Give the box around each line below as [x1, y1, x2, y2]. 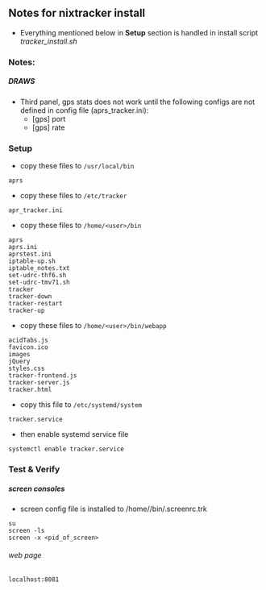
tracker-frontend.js [8, 372, 78, 380]
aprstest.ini [8, 250, 52, 258]
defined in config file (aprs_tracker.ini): [19, 105, 149, 115]
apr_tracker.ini [8, 206, 63, 214]
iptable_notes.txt [8, 264, 70, 272]
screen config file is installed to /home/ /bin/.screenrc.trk [19, 504, 207, 513]
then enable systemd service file [19, 430, 129, 438]
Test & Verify [8, 463, 60, 475]
